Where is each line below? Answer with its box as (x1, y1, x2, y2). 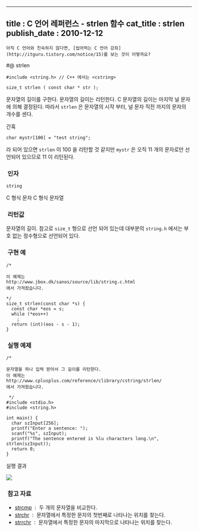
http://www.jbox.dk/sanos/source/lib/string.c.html (6, 278, 136, 285)
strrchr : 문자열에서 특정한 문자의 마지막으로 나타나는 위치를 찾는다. (14, 519, 173, 526)
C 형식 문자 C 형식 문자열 (6, 194, 64, 201)
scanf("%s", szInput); (11, 431, 67, 437)
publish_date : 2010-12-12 (6, 28, 103, 38)
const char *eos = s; (11, 306, 65, 312)
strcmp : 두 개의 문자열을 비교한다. (14, 504, 97, 511)
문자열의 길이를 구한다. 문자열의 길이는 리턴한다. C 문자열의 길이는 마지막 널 (6, 96, 180, 103)
